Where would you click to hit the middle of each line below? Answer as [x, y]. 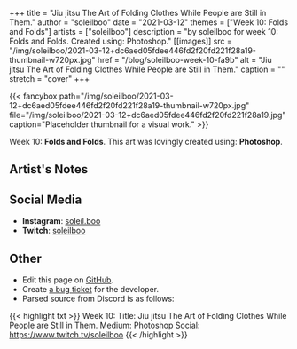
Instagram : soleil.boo [61, 221]
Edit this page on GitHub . [67, 280]
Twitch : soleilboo [54, 231]
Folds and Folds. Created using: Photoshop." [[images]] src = [121, 41]
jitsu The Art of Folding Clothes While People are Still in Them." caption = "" [147, 69]
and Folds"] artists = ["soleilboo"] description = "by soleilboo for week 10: [144, 32]
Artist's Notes [49, 169]
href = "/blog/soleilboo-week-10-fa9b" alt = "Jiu [184, 60]
